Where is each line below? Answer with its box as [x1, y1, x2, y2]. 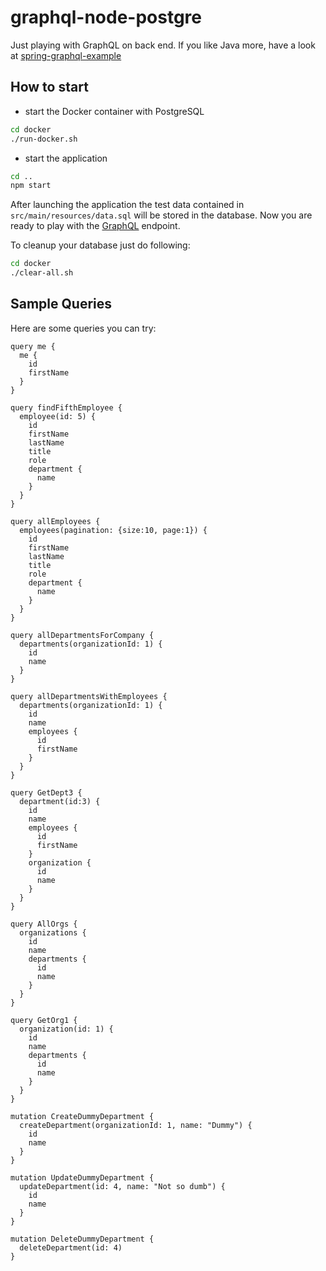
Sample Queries [10, 296, 113, 313]
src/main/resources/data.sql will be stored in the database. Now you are [10, 209, 313, 221]
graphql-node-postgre [10, 6, 202, 29]
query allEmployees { [10, 516, 101, 526]
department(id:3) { [19, 796, 101, 806]
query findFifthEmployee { [10, 402, 123, 413]
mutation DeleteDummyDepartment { [10, 1234, 155, 1244]
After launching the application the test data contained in [10, 199, 245, 211]
